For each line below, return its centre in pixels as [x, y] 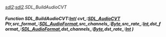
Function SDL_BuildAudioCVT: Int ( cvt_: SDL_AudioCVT [63, 18]
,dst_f [155, 24]
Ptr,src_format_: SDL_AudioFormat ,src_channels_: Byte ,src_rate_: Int [77, 24]
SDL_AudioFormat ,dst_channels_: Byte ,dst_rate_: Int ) [78, 29]
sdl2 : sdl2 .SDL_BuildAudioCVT [36, 7]
